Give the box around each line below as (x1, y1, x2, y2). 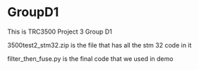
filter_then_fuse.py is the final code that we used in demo (7, 54, 174, 63)
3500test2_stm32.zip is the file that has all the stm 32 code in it (7, 41, 192, 49)
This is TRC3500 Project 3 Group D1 (7, 27, 113, 36)
